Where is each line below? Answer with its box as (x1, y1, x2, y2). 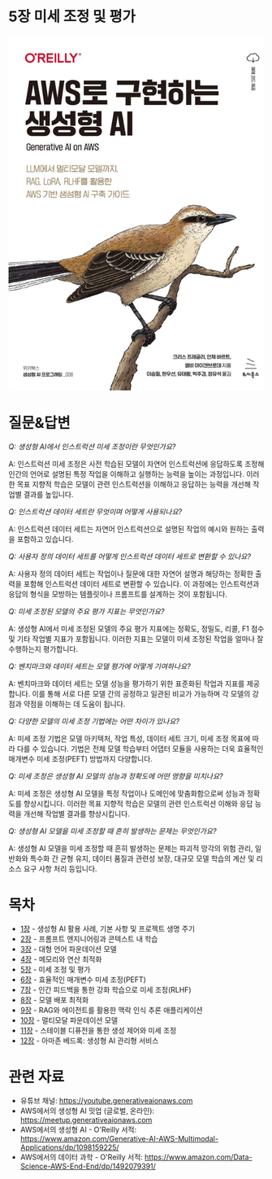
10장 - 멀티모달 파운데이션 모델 (19, 1015, 119, 1025)
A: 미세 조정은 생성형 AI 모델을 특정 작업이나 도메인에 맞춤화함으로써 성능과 (8, 788, 245, 798)
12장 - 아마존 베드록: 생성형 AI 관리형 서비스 (19, 1036, 159, 1046)
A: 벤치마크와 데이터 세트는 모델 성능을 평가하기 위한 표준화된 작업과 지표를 (8, 679, 245, 688)
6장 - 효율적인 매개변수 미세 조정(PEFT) (19, 975, 146, 985)
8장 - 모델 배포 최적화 (19, 995, 89, 1005)
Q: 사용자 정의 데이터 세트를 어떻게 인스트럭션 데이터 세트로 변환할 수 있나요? (8, 552, 252, 561)
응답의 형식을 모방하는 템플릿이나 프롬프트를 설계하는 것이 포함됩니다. (8, 589, 227, 599)
